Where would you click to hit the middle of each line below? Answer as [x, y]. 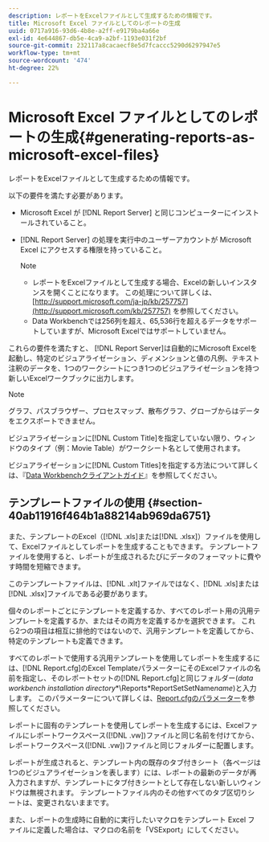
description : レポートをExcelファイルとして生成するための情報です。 [112, 16]
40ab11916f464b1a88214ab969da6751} [110, 516]
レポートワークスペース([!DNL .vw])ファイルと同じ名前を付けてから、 [144, 735]
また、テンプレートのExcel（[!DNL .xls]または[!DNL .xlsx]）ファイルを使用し [134, 536]
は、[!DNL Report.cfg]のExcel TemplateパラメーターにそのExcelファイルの [131, 668]
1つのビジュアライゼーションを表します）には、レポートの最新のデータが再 [132, 772]
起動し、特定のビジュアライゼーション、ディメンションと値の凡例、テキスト [134, 358]
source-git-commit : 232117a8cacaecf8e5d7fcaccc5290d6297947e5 [114, 46]
